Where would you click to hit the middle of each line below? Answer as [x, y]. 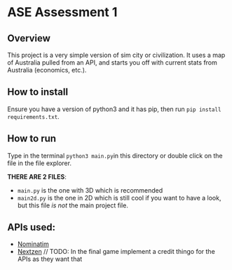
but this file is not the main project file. [73, 205]
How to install [38, 92]
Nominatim [33, 244]
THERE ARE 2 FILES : [37, 176]
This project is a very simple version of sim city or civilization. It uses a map [116, 55]
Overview [29, 38]
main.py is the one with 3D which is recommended [90, 190]
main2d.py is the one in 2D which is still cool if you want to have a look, [119, 198]
